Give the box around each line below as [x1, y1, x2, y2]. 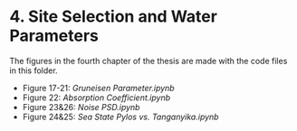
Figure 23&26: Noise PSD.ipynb [22, 101, 140, 112]
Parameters [9, 25, 100, 46]
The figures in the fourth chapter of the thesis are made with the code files [9, 55, 288, 66]
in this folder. [9, 65, 58, 76]
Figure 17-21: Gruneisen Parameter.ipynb [22, 82, 175, 93]
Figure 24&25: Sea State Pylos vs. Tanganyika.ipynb [22, 111, 219, 122]
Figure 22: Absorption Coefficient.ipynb [22, 92, 170, 103]
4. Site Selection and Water [9, 6, 217, 27]
